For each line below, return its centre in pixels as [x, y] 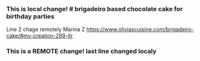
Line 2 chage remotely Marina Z [46, 29]
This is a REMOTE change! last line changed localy [81, 51]
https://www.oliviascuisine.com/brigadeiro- [140, 29]
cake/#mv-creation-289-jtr [40, 36]
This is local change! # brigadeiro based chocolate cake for [95, 9]
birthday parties [30, 16]
